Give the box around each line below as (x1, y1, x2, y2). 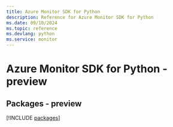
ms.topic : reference (6, 25, 58, 32)
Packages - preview (6, 98, 82, 109)
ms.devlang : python (6, 31, 55, 37)
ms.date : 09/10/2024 (6, 20, 58, 26)
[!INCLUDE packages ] (6, 114, 60, 121)
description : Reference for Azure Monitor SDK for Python (6, 14, 154, 20)
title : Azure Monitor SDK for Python (6, 8, 101, 15)
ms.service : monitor (6, 36, 58, 42)
